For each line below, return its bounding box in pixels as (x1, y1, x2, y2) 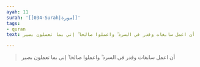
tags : (6, 20, 20, 26)
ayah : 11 (6, 9, 29, 15)
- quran (6, 26, 26, 32)
